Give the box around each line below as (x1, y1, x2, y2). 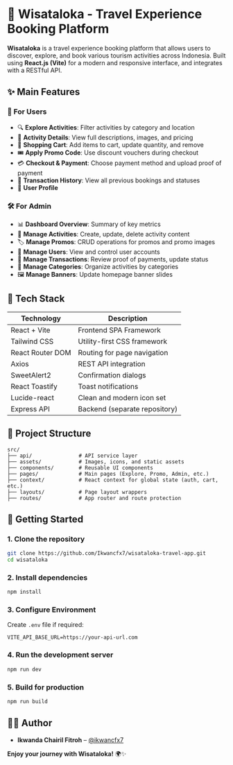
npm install (7, 589, 42, 596)
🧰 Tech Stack (7, 293, 65, 304)
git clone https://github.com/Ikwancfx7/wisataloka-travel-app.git (7, 550, 207, 557)
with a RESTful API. (7, 66, 62, 74)
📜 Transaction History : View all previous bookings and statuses (17, 176, 200, 184)
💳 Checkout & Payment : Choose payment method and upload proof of (17, 159, 222, 167)
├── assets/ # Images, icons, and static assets (7, 458, 185, 465)
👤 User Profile (17, 183, 58, 191)
